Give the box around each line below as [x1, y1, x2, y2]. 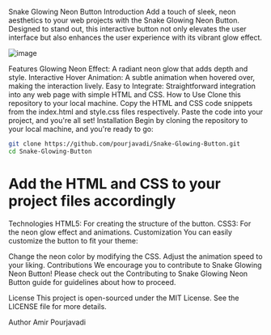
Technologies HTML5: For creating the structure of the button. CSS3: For [8, 218, 252, 228]
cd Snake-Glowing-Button [8, 147, 92, 155]
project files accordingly [8, 192, 176, 210]
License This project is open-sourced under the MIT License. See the [8, 293, 240, 303]
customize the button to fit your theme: [8, 235, 139, 245]
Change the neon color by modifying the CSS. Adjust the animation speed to [8, 251, 263, 261]
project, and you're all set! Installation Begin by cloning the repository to [8, 116, 248, 125]
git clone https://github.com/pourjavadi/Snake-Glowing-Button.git [8, 140, 241, 148]
